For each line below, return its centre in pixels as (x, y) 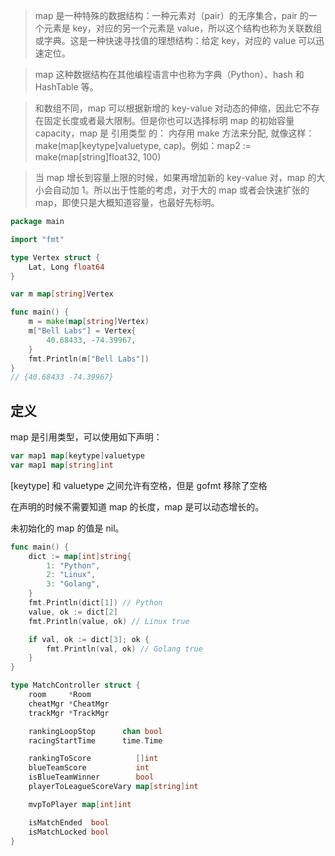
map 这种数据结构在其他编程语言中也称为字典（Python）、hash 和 (169, 74)
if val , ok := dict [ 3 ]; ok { (89, 639)
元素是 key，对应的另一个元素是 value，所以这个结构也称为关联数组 (183, 28)
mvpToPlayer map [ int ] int (80, 804)
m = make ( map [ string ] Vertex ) (89, 322)
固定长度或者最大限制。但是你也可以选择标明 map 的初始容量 (169, 120)
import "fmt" (37, 239)
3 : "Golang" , (73, 584)
